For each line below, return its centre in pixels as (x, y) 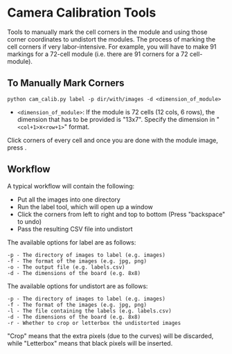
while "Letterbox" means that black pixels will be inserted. (90, 343)
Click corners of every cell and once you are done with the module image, (113, 140)
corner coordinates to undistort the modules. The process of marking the (111, 39)
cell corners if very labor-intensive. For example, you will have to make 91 (112, 46)
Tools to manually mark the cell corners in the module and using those (107, 32)
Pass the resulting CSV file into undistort (75, 229)
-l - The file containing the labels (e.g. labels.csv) (89, 311)
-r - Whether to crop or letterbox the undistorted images (94, 323)
